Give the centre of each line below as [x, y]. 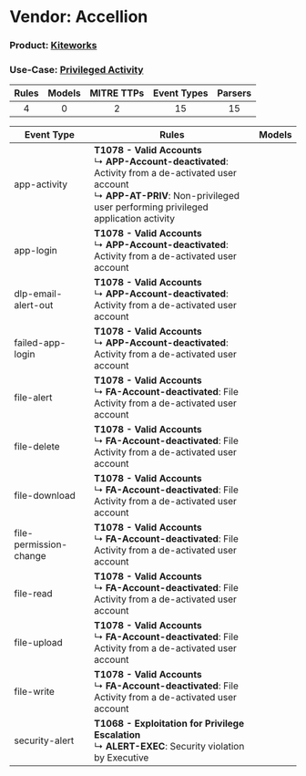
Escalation [117, 735]
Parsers [235, 93]
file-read [33, 594]
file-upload [39, 643]
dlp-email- [38, 294]
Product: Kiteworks [53, 46]
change [31, 556]
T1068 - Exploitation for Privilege [169, 724]
